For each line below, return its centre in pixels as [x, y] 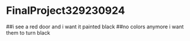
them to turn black [28, 32]
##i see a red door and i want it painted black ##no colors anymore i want [95, 27]
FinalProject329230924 [66, 11]
